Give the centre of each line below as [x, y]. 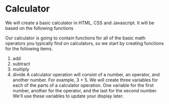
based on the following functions [39, 28]
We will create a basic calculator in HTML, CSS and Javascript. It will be [80, 23]
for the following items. [29, 48]
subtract [21, 64]
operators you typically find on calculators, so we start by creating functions [84, 43]
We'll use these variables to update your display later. [68, 96]
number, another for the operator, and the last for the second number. [85, 90]
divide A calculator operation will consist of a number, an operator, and [86, 74]
